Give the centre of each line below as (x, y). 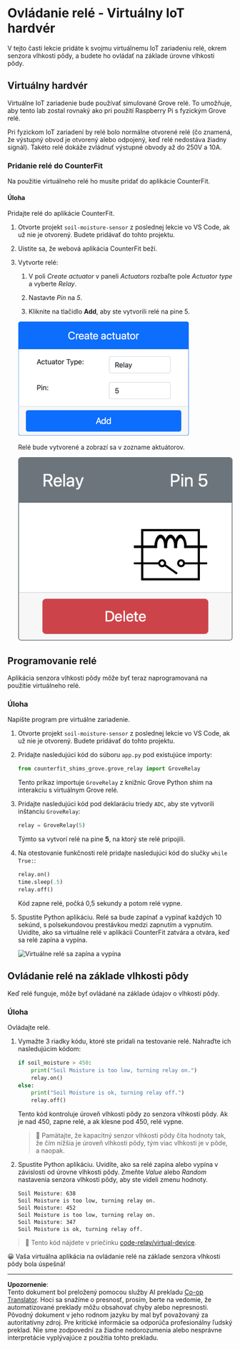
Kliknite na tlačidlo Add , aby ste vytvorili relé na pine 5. (109, 311)
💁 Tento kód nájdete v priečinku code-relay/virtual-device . (111, 1243)
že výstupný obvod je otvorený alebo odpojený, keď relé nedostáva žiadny (117, 139)
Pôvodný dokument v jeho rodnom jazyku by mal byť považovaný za (108, 1315)
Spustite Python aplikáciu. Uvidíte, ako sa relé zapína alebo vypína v (118, 1165)
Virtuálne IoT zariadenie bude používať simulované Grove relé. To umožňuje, (120, 103)
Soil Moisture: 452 (47, 1208)
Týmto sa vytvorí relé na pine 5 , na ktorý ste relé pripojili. (101, 839)
